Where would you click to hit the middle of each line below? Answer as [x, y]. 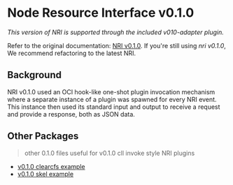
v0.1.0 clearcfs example [51, 166]
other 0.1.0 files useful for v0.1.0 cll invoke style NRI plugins [110, 153]
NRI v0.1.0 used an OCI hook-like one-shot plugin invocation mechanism [111, 91]
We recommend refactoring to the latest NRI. [72, 53]
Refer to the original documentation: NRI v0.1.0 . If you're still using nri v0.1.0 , [116, 45]
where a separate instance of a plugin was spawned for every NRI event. [112, 99]
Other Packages [43, 136]
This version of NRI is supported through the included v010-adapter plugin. [115, 32]
